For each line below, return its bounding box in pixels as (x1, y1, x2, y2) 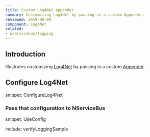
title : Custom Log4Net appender (5, 7, 74, 13)
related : (5, 26, 24, 32)
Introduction (5, 50, 46, 59)
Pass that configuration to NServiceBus (5, 104, 106, 112)
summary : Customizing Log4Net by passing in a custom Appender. (5, 12, 145, 17)
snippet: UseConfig (5, 116, 46, 122)
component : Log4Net (5, 21, 47, 27)
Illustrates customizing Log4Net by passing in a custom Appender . (5, 63, 145, 69)
